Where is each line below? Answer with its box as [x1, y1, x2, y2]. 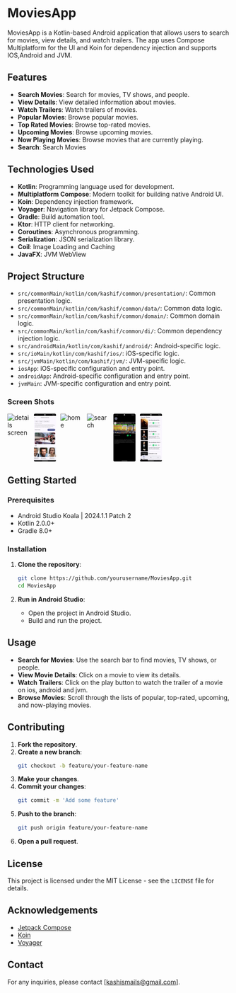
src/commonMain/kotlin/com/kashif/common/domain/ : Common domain [17, 311, 220, 320]
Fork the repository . [17, 740, 78, 748]
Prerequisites [7, 495, 54, 505]
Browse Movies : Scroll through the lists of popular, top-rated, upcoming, [17, 693, 230, 701]
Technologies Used [7, 163, 94, 176]
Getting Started [7, 474, 77, 486]
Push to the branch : [17, 810, 77, 818]
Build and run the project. [28, 616, 102, 624]
